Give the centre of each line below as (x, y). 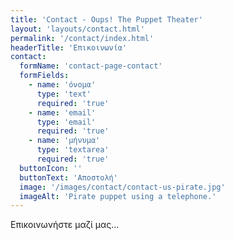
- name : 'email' (62, 112)
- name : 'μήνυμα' (64, 141)
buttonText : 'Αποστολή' (68, 177)
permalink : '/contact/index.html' (82, 38)
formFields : (44, 76)
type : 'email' (66, 122)
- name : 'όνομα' (62, 85)
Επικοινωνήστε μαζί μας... (65, 225)
